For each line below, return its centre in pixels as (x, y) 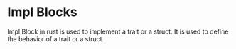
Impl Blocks (42, 12)
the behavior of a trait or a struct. (56, 38)
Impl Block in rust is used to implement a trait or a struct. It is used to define (118, 31)
